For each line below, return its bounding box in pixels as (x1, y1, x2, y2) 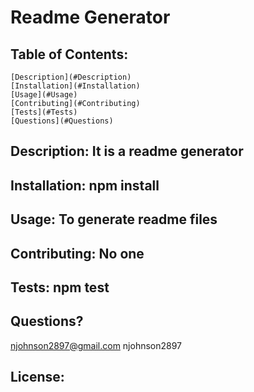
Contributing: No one (10, 245, 145, 262)
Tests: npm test (10, 279, 110, 296)
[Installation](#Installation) (10, 81, 141, 91)
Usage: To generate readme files (10, 211, 218, 228)
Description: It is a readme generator (10, 143, 244, 160)
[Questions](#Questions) (10, 116, 114, 126)
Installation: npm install (10, 177, 160, 194)
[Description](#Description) (10, 72, 132, 82)
